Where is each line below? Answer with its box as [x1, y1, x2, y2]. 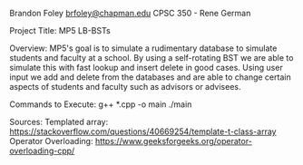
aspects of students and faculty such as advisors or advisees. [9, 82, 242, 92]
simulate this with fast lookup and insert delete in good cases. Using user [9, 63, 283, 73]
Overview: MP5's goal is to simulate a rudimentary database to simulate [9, 43, 278, 53]
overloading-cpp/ [9, 145, 75, 156]
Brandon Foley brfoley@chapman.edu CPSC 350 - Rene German [9, 8, 251, 18]
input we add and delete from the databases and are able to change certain [9, 72, 292, 82]
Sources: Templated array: [9, 117, 109, 127]
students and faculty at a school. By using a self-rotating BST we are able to [9, 53, 294, 63]
